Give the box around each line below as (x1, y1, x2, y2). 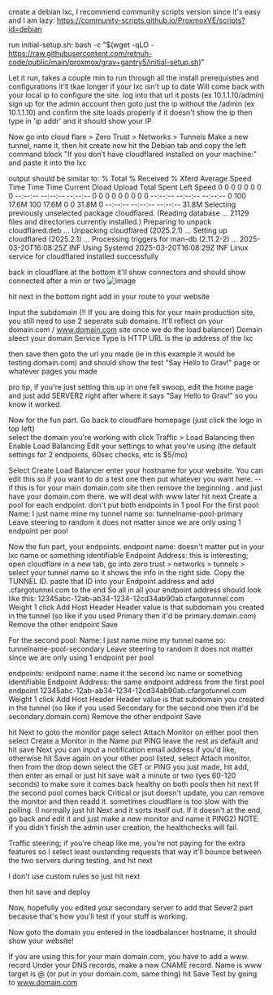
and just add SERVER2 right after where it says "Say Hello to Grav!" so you (8, 391, 258, 400)
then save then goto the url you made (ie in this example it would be (8, 349, 236, 359)
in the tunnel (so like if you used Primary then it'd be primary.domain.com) (8, 611, 257, 621)
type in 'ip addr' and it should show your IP (8, 116, 152, 125)
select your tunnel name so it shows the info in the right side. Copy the (8, 568, 245, 577)
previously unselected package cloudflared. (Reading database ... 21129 (8, 208, 249, 218)
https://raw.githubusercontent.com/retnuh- (8, 49, 153, 58)
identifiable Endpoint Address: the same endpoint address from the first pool (8, 677, 265, 687)
